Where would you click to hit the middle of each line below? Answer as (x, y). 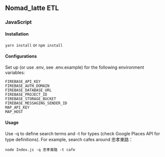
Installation (17, 34)
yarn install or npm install (34, 45)
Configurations (21, 56)
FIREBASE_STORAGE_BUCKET (31, 99)
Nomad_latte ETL (32, 8)
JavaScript (19, 22)
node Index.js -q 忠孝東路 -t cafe (40, 150)
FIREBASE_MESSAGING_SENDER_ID (36, 103)
